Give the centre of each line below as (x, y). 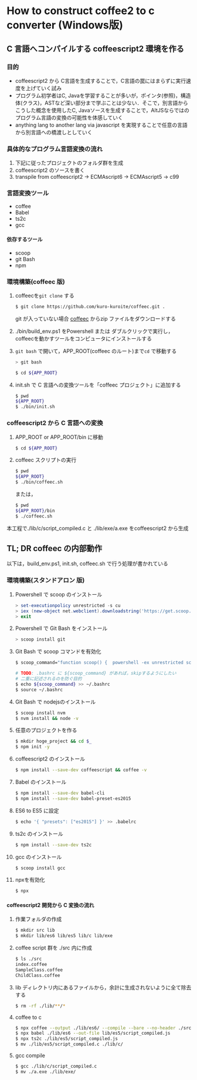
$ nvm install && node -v (47, 718)
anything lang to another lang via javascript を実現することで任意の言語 (101, 125)
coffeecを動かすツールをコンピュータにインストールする (83, 338)
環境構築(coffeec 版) (36, 282)
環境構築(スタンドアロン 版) (46, 581)
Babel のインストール (41, 782)
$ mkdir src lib (35, 931)
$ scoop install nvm (40, 713)
